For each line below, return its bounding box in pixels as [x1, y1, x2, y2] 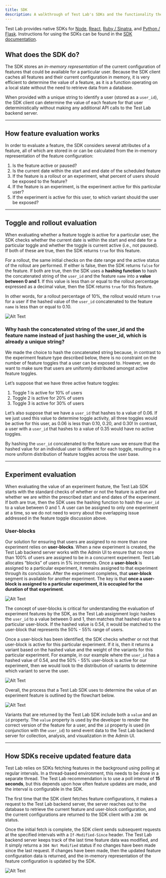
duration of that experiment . [5, 586, 64, 592]
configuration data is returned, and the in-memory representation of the [5, 853, 152, 859]
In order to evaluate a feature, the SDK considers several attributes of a [5, 143, 150, 148]
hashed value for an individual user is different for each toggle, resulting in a [5, 446, 161, 452]
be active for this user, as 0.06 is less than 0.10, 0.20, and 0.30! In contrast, [5, 421, 158, 427]
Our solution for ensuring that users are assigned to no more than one [5, 539, 147, 545]
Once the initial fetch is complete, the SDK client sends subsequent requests [5, 826, 161, 832]
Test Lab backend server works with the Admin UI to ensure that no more [5, 549, 154, 555]
